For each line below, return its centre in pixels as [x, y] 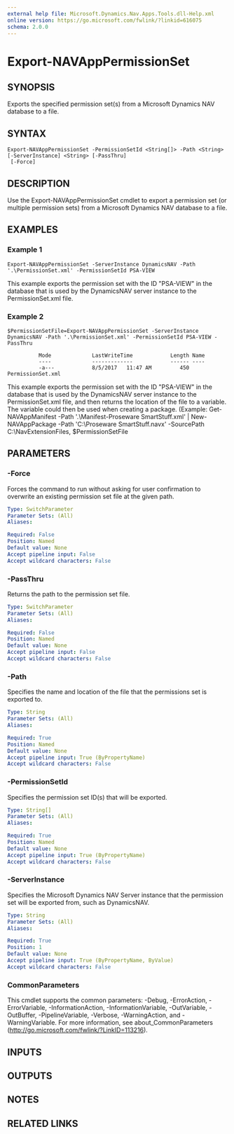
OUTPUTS [30, 1075]
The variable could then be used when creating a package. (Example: [108, 409]
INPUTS [25, 1052]
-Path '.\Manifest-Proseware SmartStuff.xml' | [124, 416]
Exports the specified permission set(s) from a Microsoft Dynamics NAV [111, 104]
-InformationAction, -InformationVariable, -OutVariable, [128, 1008]
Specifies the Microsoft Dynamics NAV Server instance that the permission [115, 895]
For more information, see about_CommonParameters [136, 1023]
